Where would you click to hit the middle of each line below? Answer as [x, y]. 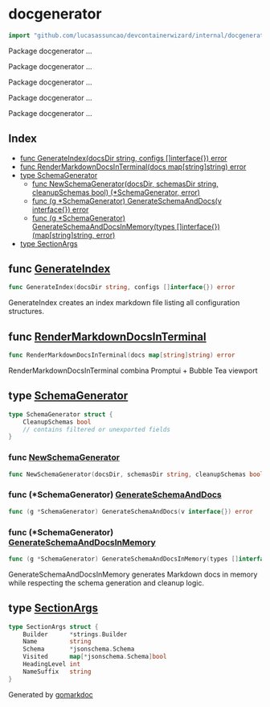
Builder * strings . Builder [75, 634]
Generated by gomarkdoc [51, 694]
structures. [26, 312]
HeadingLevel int [52, 664]
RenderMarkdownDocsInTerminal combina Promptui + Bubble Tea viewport [133, 370]
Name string [57, 642]
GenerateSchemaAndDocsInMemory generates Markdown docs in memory [133, 574]
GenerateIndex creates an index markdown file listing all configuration [124, 303]
